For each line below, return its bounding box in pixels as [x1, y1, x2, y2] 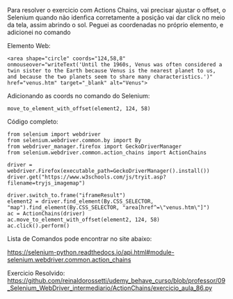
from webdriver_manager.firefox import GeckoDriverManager [7, 143, 182, 150]
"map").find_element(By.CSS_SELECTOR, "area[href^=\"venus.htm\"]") [7, 204, 210, 211]
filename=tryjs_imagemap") [7, 180, 86, 187]
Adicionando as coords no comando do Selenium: [7, 92, 150, 100]
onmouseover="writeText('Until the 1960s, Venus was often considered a [7, 61, 223, 68]
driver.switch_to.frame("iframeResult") [7, 192, 127, 199]
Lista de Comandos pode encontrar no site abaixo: [7, 235, 152, 243]
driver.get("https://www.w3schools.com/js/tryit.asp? [7, 174, 167, 181]
